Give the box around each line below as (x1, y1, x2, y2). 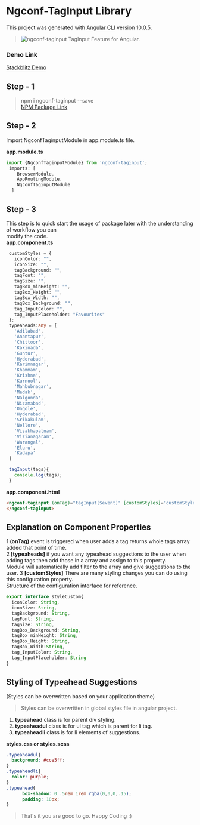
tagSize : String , (11, 621, 55, 627)
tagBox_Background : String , (11, 627, 82, 633)
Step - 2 (6, 121, 36, 131)
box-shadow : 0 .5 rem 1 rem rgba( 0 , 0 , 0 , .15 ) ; (21, 790, 132, 796)
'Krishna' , (14, 373, 42, 378)
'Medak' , (14, 389, 36, 395)
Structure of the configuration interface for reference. (6, 582, 138, 589)
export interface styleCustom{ (6, 594, 84, 600)
